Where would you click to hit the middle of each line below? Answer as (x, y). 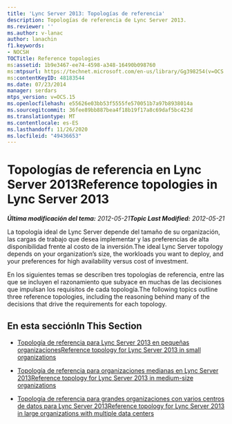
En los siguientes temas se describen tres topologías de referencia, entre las (116, 275)
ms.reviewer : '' (30, 26)
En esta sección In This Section (75, 326)
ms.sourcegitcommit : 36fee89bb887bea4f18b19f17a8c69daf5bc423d (100, 110)
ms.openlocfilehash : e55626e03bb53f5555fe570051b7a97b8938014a (100, 104)
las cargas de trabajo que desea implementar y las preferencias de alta (108, 239)
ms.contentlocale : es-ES (43, 123)
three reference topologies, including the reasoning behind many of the (109, 297)
